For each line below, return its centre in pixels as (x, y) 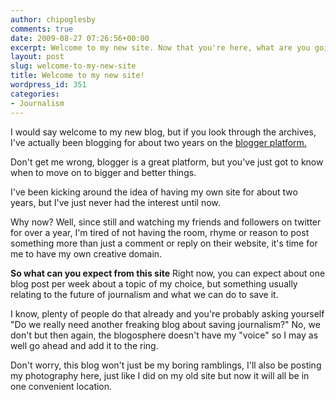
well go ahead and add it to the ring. (84, 345)
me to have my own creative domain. (86, 253)
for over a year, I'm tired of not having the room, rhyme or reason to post (160, 232)
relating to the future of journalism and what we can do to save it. (144, 294)
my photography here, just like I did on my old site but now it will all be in (160, 375)
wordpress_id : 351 (48, 85)
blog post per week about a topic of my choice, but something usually (154, 283)
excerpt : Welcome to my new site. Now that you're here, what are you (160, 47)
